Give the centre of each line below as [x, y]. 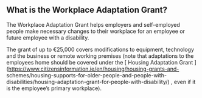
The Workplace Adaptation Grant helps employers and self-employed [93, 24]
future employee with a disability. [48, 37]
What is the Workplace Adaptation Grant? [87, 10]
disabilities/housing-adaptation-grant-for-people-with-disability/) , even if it [101, 82]
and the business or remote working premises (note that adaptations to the [100, 56]
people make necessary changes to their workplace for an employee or [96, 31]
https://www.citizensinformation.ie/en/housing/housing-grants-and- [94, 69]
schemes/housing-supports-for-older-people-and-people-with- [87, 75]
